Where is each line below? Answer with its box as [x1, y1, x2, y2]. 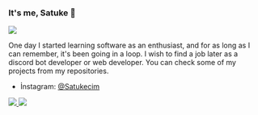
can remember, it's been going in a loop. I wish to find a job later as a [8, 49, 239, 59]
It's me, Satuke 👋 [8, 7, 76, 18]
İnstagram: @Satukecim [19, 82, 100, 92]
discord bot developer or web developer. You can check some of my [8, 58, 237, 68]
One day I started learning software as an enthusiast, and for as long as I [8, 40, 251, 51]
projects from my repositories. [8, 66, 109, 76]
